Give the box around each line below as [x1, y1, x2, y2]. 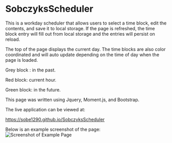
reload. [5, 36, 21, 42]
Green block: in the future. [5, 86, 61, 92]
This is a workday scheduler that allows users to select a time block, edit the [5, 20, 167, 26]
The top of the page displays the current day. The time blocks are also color [5, 46, 166, 52]
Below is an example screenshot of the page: [5, 126, 101, 132]
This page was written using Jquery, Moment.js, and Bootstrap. [5, 97, 140, 103]
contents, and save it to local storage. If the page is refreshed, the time [5, 25, 155, 31]
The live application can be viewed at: [5, 106, 86, 112]
